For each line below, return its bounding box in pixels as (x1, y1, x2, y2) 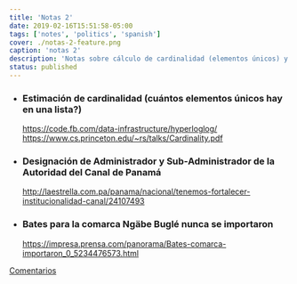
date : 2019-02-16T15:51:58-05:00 (9, 21, 133, 30)
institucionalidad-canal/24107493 (21, 196, 145, 207)
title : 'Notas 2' (9, 12, 74, 22)
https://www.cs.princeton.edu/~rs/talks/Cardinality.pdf (21, 133, 224, 143)
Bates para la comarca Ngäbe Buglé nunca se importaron (21, 218, 274, 231)
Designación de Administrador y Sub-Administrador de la (21, 155, 276, 167)
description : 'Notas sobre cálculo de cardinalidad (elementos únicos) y (9, 54, 289, 63)
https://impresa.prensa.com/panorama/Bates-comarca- (21, 238, 227, 249)
